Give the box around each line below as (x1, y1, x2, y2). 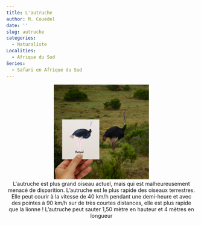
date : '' (6, 22, 28, 28)
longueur (90, 212, 113, 219)
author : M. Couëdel (6, 16, 56, 22)
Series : (6, 60, 26, 66)
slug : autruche (6, 29, 45, 35)
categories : (6, 35, 36, 42)
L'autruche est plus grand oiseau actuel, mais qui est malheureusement (13, 180, 190, 187)
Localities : (6, 48, 36, 54)
